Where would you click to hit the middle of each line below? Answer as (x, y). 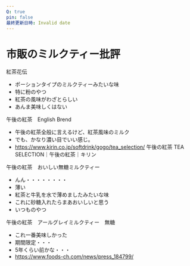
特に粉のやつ (30, 92)
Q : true (16, 12)
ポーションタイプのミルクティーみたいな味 (67, 85)
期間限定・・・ (33, 243)
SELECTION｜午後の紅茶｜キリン (55, 154)
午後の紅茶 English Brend (39, 119)
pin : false (20, 17)
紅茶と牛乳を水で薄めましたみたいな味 (62, 195)
